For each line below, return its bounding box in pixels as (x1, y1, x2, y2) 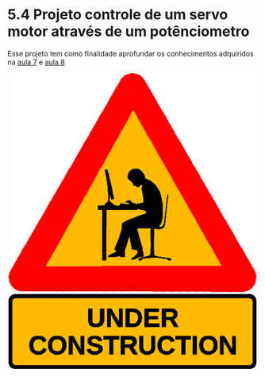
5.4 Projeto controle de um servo (7, 6, 229, 24)
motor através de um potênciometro (7, 22, 250, 41)
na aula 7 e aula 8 (7, 57, 65, 67)
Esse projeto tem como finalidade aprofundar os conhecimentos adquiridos (7, 49, 255, 58)
